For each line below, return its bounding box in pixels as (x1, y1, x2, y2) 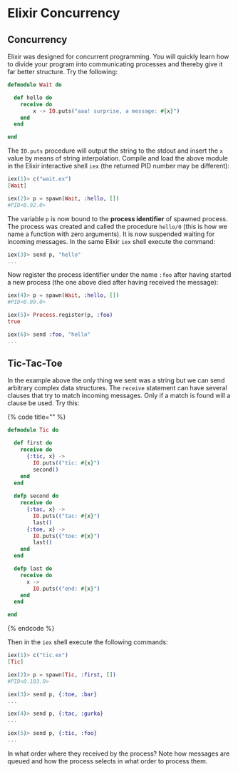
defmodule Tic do (7, 427, 59, 434)
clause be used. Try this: (7, 399, 80, 407)
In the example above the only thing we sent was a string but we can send (7, 376, 225, 385)
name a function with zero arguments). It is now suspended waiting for (7, 230, 215, 238)
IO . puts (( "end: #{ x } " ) (33, 585, 100, 592)
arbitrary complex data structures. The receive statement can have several (7, 384, 227, 392)
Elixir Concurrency (7, 5, 120, 21)
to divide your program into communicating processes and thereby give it (7, 60, 223, 68)
